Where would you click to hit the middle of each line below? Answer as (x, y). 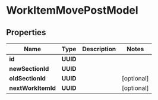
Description (99, 49)
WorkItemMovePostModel (72, 10)
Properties (26, 32)
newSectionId (29, 69)
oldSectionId (28, 78)
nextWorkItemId (33, 88)
